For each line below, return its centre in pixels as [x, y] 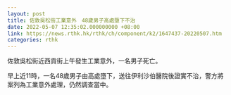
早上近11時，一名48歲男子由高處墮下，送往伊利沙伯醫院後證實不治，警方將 [115, 76]
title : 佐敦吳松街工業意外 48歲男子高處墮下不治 [71, 20]
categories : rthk [33, 40]
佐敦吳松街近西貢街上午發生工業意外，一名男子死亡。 [85, 61]
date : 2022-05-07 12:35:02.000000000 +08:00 [74, 27]
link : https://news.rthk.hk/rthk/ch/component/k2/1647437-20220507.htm [114, 33]
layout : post [26, 14]
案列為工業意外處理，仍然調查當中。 [60, 84]
